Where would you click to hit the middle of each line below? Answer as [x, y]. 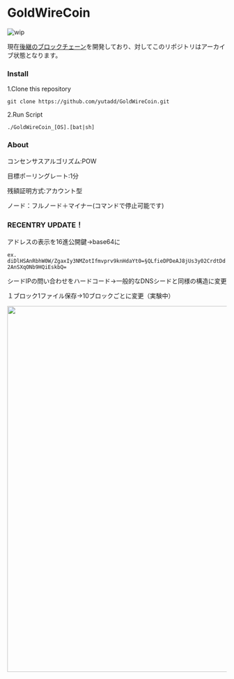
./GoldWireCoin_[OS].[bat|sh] [51, 128]
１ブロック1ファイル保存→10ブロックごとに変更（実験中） [91, 296]
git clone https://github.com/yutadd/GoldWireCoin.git [88, 102]
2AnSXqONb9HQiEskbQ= [37, 267]
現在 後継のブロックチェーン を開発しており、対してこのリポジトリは [104, 46]
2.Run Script [25, 115]
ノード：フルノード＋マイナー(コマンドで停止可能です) [86, 205]
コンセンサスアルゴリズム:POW [52, 161]
